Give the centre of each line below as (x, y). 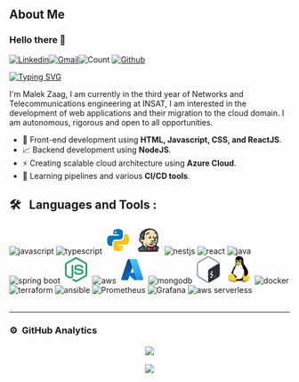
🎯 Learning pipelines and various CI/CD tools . (106, 175)
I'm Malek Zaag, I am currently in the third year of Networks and (126, 93)
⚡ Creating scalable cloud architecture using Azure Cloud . (129, 163)
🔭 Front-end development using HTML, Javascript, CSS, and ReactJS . (152, 139)
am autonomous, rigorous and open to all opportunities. (111, 122)
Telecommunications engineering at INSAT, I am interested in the (128, 103)
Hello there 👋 (38, 40)
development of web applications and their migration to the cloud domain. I (147, 113)
